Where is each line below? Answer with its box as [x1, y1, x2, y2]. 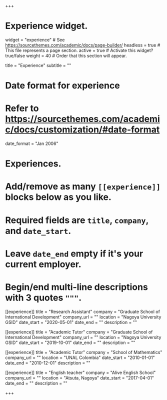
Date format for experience [5, 80, 120, 91]
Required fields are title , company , [5, 214, 149, 225]
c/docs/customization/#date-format [5, 124, 160, 135]
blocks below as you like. [5, 191, 111, 203]
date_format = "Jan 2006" [5, 140, 58, 146]
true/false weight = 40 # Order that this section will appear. [5, 52, 127, 58]
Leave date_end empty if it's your [5, 248, 143, 259]
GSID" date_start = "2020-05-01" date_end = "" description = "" [5, 319, 137, 325]
